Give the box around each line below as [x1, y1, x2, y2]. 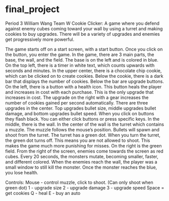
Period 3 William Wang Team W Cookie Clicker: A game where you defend [5, 20, 160, 26]
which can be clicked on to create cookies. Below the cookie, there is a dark [5, 73, 164, 79]
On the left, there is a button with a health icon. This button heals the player [5, 83, 162, 89]
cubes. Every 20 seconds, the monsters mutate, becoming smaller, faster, [5, 153, 159, 160]
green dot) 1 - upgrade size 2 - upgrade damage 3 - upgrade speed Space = [5, 184, 164, 190]
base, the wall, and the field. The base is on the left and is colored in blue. [5, 57, 159, 63]
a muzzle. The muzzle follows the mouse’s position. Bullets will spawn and [5, 126, 160, 132]
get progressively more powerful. [5, 36, 75, 42]
